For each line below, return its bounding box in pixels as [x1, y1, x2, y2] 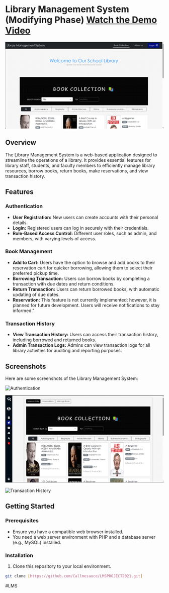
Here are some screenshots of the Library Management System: [5, 375, 138, 381]
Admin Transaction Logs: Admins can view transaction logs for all [12, 342, 150, 348]
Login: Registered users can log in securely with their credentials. [12, 225, 149, 231]
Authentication [5, 203, 43, 210]
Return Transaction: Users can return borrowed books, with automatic [12, 286, 159, 292]
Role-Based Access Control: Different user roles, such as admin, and [12, 230, 157, 236]
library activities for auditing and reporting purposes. [12, 348, 122, 354]
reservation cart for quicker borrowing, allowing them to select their [12, 265, 153, 271]
